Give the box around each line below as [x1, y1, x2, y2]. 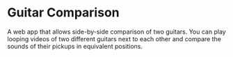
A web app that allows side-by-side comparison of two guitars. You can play [7, 27, 226, 36]
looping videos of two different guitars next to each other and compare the [7, 34, 221, 43]
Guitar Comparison [7, 5, 120, 21]
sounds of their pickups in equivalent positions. [7, 42, 143, 50]
